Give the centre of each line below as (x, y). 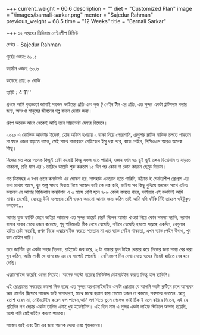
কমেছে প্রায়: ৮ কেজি (24, 80)
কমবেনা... (15, 205)
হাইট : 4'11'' (19, 92)
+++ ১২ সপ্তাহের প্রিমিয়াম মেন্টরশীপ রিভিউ (42, 33)
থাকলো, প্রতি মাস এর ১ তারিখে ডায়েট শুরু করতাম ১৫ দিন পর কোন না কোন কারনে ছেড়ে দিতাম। (86, 167)
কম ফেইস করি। (20, 237)
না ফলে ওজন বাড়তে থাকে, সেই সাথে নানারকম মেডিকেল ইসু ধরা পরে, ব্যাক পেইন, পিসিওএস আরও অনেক (94, 141)
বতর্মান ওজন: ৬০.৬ (23, 68)
